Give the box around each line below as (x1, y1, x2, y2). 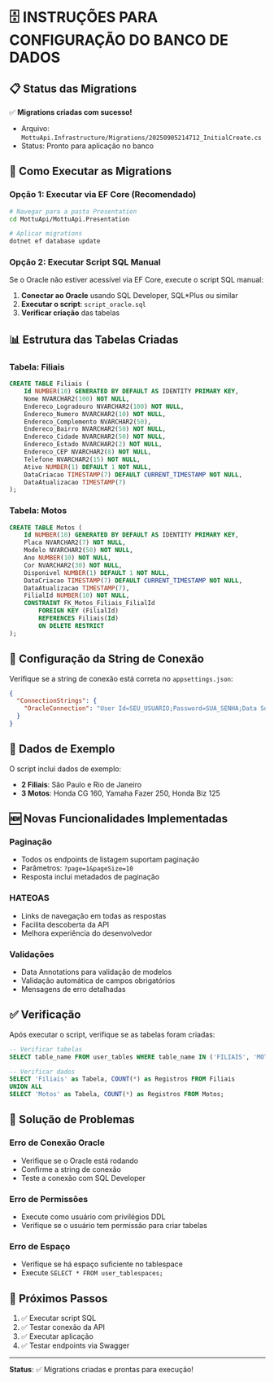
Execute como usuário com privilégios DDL (20, 1212, 166, 1222)
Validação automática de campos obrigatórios (20, 976, 176, 985)
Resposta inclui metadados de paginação (20, 872, 160, 882)
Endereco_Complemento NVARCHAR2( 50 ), (24, 418, 152, 426)
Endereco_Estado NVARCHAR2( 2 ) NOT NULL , (24, 441, 163, 449)
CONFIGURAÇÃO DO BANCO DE (9, 31, 228, 50)
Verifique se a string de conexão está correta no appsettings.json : (9, 673, 234, 683)
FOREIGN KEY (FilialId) (38, 607, 119, 615)
